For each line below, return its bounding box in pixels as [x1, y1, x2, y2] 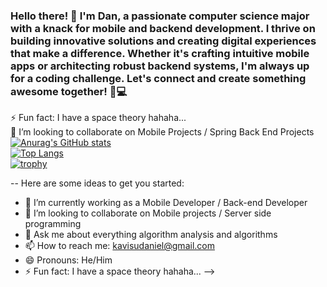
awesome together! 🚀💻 [10, 84, 128, 98]
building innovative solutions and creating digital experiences [10, 34, 317, 48]
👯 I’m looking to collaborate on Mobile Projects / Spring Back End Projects [10, 126, 315, 138]
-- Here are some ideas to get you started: [10, 177, 185, 189]
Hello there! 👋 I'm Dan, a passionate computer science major [10, 9, 310, 23]
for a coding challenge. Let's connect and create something [10, 71, 307, 85]
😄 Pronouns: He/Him [24, 254, 113, 266]
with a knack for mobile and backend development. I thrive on [10, 21, 316, 35]
